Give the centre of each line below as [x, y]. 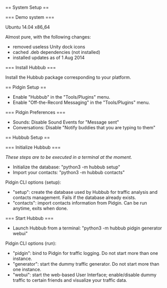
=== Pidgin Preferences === [35, 112]
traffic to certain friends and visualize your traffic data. [70, 280]
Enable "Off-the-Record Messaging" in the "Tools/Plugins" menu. [81, 102]
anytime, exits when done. [40, 208]
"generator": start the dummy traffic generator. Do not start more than [86, 264]
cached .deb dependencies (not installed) [57, 52]
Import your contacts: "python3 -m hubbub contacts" [68, 172]
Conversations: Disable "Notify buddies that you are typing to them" [84, 127]
